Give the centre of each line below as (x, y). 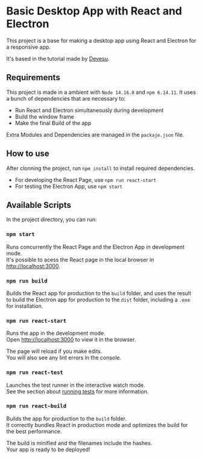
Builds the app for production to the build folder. (67, 418)
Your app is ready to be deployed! (48, 449)
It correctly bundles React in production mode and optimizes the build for (97, 425)
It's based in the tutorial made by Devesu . (58, 58)
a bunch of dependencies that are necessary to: (66, 98)
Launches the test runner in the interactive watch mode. (76, 385)
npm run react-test (35, 373)
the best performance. (34, 431)
